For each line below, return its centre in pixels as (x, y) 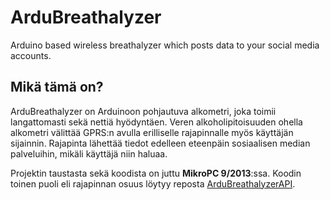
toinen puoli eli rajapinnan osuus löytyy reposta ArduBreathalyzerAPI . (153, 183)
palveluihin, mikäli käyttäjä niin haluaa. (89, 153)
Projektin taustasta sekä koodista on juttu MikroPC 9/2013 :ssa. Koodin (156, 173)
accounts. (31, 55)
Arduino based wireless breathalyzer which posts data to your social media (165, 45)
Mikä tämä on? (57, 87)
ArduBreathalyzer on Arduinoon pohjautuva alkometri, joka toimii (143, 111)
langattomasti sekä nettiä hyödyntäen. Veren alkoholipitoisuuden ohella (156, 122)
